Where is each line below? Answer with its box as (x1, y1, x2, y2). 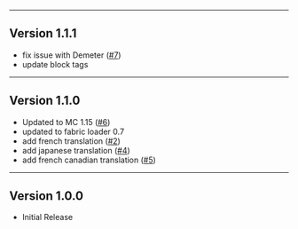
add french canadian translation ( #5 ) (21, 154, 157, 165)
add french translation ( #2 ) (21, 135, 122, 146)
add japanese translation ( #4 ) (21, 145, 130, 155)
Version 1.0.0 (9, 188, 84, 204)
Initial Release (21, 212, 74, 223)
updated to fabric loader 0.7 (21, 126, 125, 137)
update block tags (21, 59, 89, 69)
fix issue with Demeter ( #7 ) (21, 50, 122, 60)
